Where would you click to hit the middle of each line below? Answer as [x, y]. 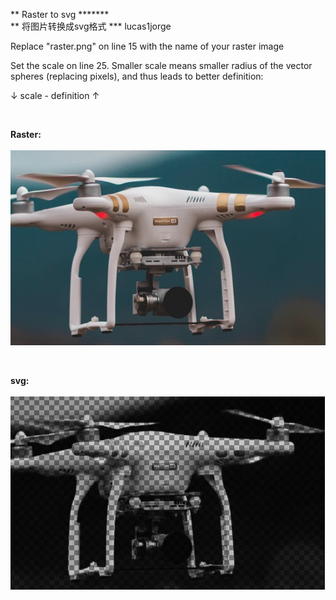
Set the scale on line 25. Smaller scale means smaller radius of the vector [161, 65]
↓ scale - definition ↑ [55, 95]
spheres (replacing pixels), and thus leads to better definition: [137, 76]
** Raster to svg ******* [60, 14]
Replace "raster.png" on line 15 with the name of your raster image [147, 46]
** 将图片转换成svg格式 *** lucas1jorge [91, 26]
